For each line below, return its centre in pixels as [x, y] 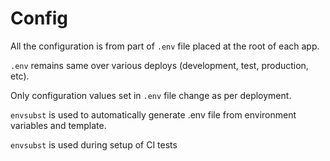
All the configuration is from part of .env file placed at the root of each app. [165, 46]
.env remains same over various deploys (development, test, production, [159, 65]
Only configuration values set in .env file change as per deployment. [151, 95]
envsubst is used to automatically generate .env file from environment [153, 114]
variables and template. [58, 125]
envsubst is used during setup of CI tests [94, 144]
